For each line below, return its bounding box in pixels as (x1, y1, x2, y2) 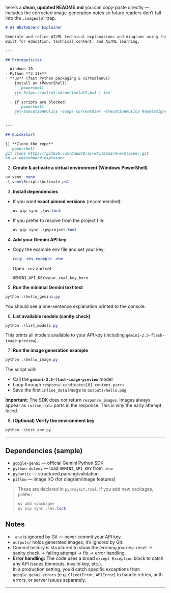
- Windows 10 (5, 66, 33, 72)
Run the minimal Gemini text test (12, 284, 83, 290)
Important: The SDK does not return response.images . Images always (5, 397, 151, 403)
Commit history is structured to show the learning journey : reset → (12, 544, 153, 550)
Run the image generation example (12, 347, 88, 353)
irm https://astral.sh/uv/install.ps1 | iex (14, 90, 110, 95)
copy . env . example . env (12, 256, 64, 261)
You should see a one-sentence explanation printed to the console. (5, 303, 146, 309)
